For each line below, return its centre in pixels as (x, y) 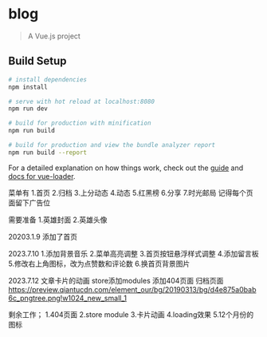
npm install (28, 87)
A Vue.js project (54, 36)
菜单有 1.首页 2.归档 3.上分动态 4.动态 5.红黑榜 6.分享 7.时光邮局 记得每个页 (131, 192)
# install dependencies (48, 79)
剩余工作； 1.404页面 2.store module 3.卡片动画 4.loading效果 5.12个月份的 (131, 314)
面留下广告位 (29, 202)
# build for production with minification (80, 123)
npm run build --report (48, 153)
